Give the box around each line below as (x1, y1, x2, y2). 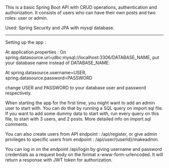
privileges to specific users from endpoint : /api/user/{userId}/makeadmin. (5, 136, 159, 142)
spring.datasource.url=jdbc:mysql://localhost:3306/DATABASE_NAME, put (5, 54, 159, 60)
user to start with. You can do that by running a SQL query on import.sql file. (5, 105, 163, 111)
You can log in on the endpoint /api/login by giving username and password (5, 146, 162, 152)
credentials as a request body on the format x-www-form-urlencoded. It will (5, 151, 163, 157)
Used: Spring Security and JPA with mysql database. (5, 25, 115, 31)
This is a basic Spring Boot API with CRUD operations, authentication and (5, 5, 157, 10)
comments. (5, 121, 29, 127)
